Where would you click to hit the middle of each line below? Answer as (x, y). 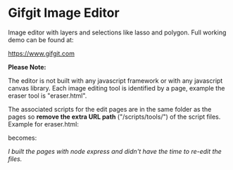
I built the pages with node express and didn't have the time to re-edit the (115, 151)
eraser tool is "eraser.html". (48, 96)
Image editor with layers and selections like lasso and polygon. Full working (117, 32)
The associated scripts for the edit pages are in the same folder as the (110, 109)
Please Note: (27, 67)
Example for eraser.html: (44, 124)
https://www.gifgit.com (41, 53)
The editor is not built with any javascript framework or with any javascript (115, 80)
